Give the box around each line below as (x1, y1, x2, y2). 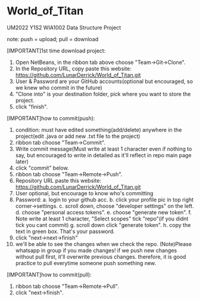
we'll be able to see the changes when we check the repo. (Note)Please (15, 240, 192, 247)
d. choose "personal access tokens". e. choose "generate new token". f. (15, 208, 192, 216)
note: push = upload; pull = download (7, 35, 99, 42)
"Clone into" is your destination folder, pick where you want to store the (15, 90, 191, 97)
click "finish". (15, 103, 48, 110)
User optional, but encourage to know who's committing (15, 189, 154, 196)
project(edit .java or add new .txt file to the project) (15, 133, 140, 140)
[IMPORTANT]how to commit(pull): (7, 271, 92, 278)
